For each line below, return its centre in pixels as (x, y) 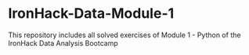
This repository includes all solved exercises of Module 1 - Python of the (125, 35)
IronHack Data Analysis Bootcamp (63, 43)
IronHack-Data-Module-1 (91, 14)
